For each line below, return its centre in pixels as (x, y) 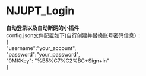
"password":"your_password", (43, 54)
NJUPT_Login (40, 11)
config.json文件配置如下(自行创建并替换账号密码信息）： (74, 35)
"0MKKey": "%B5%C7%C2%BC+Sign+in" (58, 61)
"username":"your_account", (41, 48)
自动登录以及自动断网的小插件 (42, 28)
